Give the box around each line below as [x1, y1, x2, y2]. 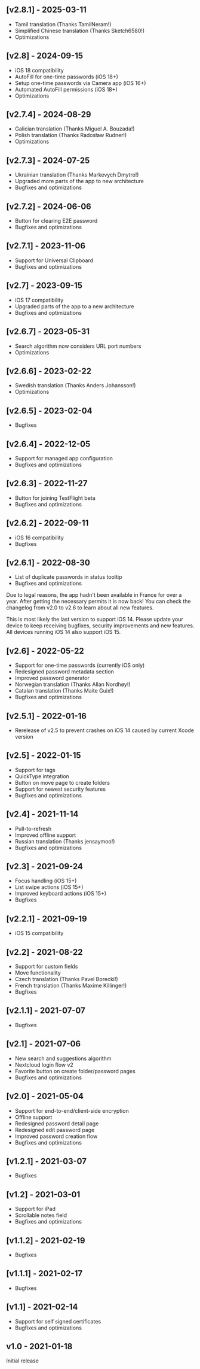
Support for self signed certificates [14, 1318, 101, 1325]
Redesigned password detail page [14, 1119, 99, 1127]
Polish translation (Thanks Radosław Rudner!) [14, 132, 127, 139]
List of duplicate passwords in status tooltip [14, 573, 122, 581]
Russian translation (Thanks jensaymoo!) [14, 837, 115, 845]
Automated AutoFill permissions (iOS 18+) [14, 86, 118, 93]
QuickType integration [14, 772, 70, 780]
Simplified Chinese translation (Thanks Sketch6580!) [14, 27, 145, 34]
